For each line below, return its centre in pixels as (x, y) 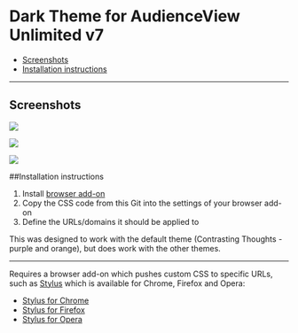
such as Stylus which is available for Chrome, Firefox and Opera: (127, 283)
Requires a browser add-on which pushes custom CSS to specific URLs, (141, 274)
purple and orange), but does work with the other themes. (115, 248)
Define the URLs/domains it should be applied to (110, 221)
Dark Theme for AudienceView (125, 16)
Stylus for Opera (52, 319)
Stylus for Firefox (54, 310)
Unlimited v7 (57, 35)
